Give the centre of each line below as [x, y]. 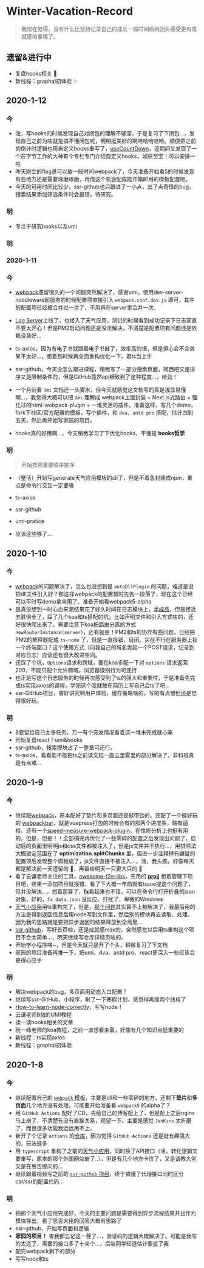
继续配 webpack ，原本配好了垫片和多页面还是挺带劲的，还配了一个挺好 [104, 815]
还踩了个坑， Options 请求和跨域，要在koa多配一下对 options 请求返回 [101, 662]
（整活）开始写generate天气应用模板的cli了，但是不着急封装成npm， [101, 478]
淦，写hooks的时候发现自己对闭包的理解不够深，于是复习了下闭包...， [102, 134]
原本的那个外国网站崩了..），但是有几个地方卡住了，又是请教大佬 [116, 1158]
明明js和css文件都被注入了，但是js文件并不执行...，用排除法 [122, 846]
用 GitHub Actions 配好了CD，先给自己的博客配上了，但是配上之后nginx [105, 1113]
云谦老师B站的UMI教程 [43, 1015]
